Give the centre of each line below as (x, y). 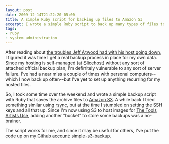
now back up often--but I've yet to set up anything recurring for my (91, 79)
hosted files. (18, 84)
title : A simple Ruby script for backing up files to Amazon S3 (74, 19)
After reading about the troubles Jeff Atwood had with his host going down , (83, 52)
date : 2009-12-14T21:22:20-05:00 (40, 15)
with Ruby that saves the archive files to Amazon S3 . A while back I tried (80, 99)
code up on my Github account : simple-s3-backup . (58, 136)
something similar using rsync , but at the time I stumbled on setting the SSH (84, 105)
